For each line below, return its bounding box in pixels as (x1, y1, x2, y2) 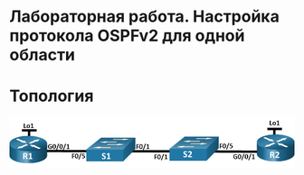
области (9, 45, 75, 65)
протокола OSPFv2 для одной (9, 25, 245, 46)
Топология (9, 86, 94, 106)
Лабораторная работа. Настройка (9, 6, 280, 27)
